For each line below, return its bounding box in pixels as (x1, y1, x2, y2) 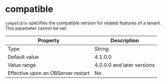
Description (110, 37, 139, 44)
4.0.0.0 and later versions (94, 61, 155, 68)
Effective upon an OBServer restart (7, 70, 90, 77)
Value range (7, 61, 36, 68)
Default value (7, 53, 39, 60)
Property (37, 37, 60, 44)
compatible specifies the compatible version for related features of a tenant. (5, 20, 161, 26)
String (94, 45, 109, 52)
